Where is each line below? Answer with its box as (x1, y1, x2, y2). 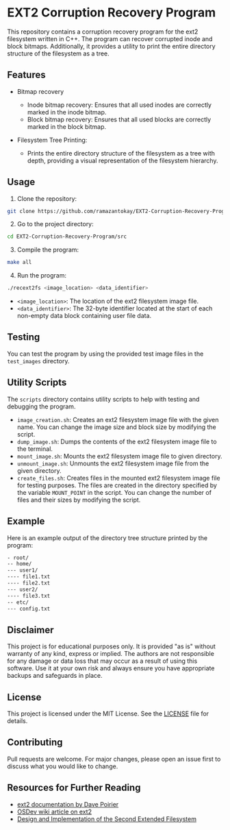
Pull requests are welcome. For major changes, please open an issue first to (7, 755, 221, 763)
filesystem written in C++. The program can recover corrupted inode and (7, 34, 213, 42)
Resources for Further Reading (7, 782, 141, 794)
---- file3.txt (7, 592, 51, 599)
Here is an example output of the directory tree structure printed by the (7, 533, 207, 542)
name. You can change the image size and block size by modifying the (16, 423, 217, 431)
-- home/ (7, 561, 32, 567)
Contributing (7, 737, 63, 748)
